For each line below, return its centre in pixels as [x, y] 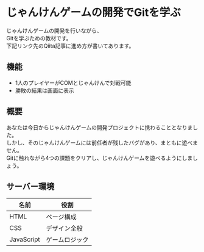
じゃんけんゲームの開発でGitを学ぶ [94, 13]
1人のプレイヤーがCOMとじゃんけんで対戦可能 [73, 82]
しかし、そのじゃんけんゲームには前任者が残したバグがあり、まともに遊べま [102, 142]
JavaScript [25, 240]
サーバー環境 [30, 186]
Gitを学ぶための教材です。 [39, 38]
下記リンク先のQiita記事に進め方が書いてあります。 [70, 46]
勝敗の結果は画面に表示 [44, 90]
